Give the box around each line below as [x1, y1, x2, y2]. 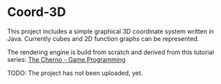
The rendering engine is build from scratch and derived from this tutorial [7, 48, 214, 56]
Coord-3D [7, 4, 66, 20]
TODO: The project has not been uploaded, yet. [7, 69, 143, 77]
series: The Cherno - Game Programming [7, 55, 126, 63]
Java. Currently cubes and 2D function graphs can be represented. [7, 34, 199, 42]
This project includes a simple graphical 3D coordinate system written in [7, 27, 214, 35]
